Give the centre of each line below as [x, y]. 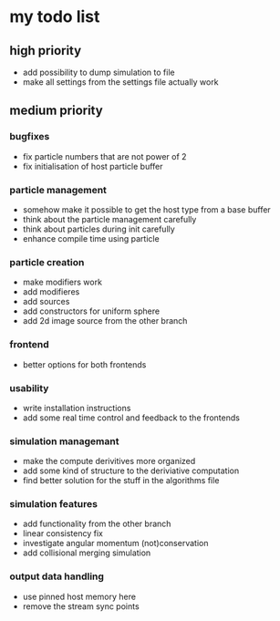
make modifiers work [62, 282]
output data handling [57, 576]
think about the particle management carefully [109, 219]
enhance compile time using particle [91, 238]
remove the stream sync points [81, 606]
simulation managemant [64, 441]
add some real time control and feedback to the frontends [131, 418]
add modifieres [51, 292]
